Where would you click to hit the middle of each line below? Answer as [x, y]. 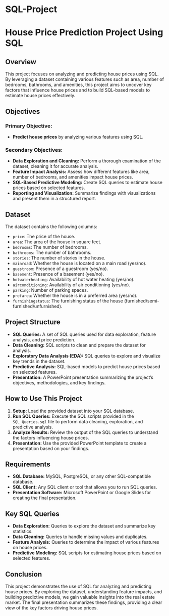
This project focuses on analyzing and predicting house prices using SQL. [82, 74]
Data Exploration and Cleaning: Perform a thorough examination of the [87, 161]
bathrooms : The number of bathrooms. [52, 252]
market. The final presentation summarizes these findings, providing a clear [84, 602]
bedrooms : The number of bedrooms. [50, 247]
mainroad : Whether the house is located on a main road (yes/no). [79, 263]
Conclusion [24, 574]
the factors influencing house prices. [51, 437]
